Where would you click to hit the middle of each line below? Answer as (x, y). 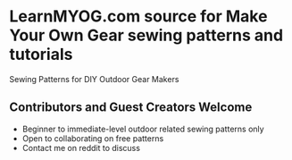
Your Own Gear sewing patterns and (146, 35)
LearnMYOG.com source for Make (138, 17)
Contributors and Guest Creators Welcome (131, 108)
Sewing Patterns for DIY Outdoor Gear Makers (94, 79)
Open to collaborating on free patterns (93, 138)
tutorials (41, 55)
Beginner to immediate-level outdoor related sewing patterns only (143, 129)
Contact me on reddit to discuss (81, 147)
